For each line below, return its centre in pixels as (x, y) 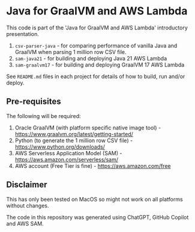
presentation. (22, 34)
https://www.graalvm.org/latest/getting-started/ (74, 134)
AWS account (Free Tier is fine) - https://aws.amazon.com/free (93, 165)
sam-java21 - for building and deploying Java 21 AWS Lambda (91, 58)
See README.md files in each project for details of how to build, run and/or (96, 76)
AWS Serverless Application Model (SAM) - (68, 153)
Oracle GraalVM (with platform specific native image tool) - (88, 128)
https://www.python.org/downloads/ (60, 147)
